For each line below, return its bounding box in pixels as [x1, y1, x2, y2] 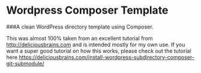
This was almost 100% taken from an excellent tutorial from [6, 34, 153, 42]
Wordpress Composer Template [6, 4, 169, 17]
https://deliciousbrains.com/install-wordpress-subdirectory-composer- [19, 53, 195, 61]
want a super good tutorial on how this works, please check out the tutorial [6, 47, 191, 54]
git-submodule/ [6, 60, 45, 67]
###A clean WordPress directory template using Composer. [6, 23, 154, 30]
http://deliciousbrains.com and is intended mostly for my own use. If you [6, 41, 185, 48]
